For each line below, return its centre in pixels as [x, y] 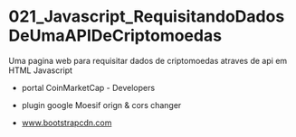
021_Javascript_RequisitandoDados [147, 17]
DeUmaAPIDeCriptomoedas [115, 36]
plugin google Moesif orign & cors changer [101, 105]
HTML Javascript [41, 70]
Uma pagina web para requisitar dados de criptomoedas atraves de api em [148, 60]
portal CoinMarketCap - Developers [88, 87]
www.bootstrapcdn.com [67, 123]
